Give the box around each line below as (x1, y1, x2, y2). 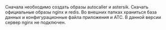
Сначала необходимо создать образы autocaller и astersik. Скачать (5, 4, 149, 10)
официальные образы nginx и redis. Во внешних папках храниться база (5, 9, 157, 15)
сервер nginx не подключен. (5, 19, 66, 25)
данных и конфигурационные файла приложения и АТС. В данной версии (5, 15, 162, 20)
